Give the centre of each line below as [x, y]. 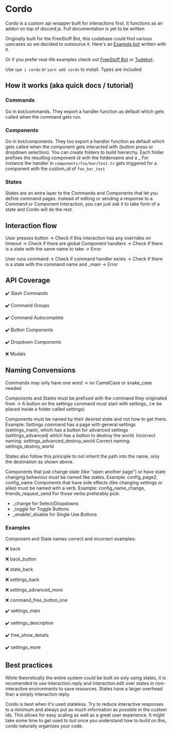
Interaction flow [31, 226]
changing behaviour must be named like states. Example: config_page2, [82, 477]
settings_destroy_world [30, 446]
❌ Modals [15, 354]
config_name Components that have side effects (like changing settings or [84, 482]
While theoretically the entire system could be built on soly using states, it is [85, 677]
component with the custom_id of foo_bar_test [55, 168]
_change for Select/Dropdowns [45, 503]
